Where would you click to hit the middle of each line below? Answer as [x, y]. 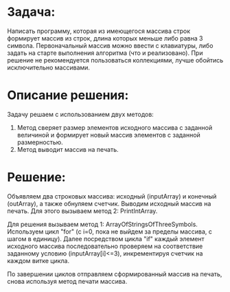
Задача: [31, 12]
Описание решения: [68, 95]
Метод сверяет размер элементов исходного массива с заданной [115, 127]
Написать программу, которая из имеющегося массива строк [99, 31]
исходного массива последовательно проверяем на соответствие [105, 246]
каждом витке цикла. [38, 260]
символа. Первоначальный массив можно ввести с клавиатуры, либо [110, 45]
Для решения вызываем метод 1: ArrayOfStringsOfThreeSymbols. [102, 224]
